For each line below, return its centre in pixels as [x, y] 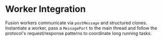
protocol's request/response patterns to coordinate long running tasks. [78, 33]
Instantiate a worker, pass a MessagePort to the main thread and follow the [81, 28]
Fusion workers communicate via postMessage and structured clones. [76, 23]
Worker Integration [46, 9]
